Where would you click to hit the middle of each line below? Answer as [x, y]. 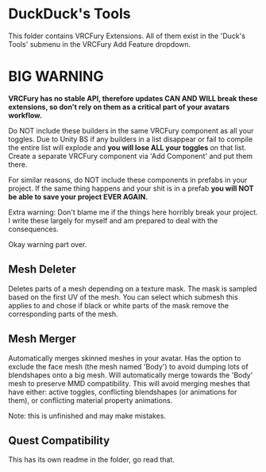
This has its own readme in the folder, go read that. [91, 460]
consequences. [34, 229]
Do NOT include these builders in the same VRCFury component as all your [131, 130]
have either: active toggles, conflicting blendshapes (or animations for [123, 392]
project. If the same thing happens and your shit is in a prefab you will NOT [131, 188]
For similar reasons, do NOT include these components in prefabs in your [128, 180]
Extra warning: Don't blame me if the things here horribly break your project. [133, 212]
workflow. [25, 115]
